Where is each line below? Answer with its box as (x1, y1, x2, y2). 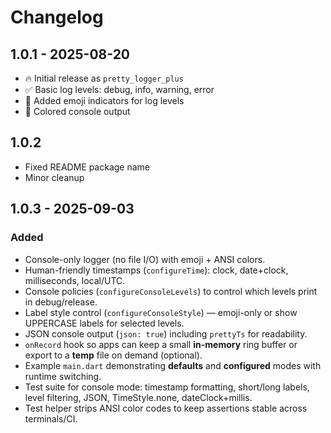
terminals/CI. (24, 412, 78, 425)
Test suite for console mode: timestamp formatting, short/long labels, (24, 381, 310, 393)
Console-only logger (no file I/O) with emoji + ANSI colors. (24, 253, 266, 265)
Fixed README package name (24, 161, 150, 173)
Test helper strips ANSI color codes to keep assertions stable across (24, 402, 308, 414)
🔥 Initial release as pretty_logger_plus (24, 72, 184, 84)
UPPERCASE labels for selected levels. (24, 317, 185, 329)
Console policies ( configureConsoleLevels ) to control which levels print (24, 285, 318, 297)
